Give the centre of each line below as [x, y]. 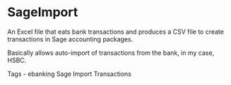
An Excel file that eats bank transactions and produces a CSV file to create [116, 32]
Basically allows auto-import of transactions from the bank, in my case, [111, 53]
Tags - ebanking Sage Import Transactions [70, 74]
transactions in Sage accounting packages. [70, 39]
